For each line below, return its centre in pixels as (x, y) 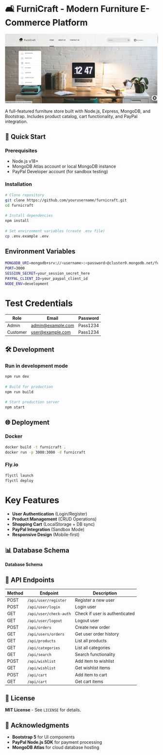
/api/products (41, 641)
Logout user (87, 620)
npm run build (19, 392)
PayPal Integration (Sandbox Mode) (48, 529)
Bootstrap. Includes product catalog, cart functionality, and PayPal (71, 116)
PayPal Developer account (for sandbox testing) (60, 172)
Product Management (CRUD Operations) (54, 519)
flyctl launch (19, 476)
